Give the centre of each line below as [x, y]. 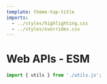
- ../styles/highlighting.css [50, 23]
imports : [17, 18]
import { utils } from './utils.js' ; [54, 75]
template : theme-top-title [40, 12]
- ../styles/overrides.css [46, 29]
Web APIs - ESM [48, 59]
